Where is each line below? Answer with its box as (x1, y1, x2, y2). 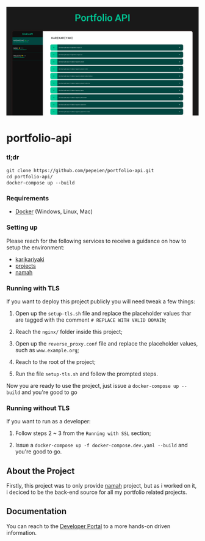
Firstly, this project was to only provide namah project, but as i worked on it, (6, 482, 197, 489)
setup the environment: (6, 243, 65, 251)
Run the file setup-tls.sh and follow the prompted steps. (15, 370, 159, 377)
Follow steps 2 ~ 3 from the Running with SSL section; (15, 429, 151, 437)
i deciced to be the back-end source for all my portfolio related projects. (6, 488, 187, 496)
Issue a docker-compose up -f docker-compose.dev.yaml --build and (15, 442, 188, 449)
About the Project (6, 466, 75, 476)
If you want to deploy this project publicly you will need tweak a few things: (6, 298, 195, 305)
